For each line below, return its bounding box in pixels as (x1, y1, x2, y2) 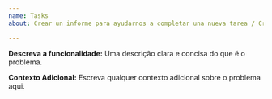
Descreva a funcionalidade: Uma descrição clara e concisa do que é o (8, 48, 245, 58)
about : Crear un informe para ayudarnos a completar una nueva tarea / (8, 19, 255, 27)
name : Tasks (8, 11, 49, 20)
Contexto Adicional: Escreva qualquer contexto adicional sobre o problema (8, 72, 261, 82)
